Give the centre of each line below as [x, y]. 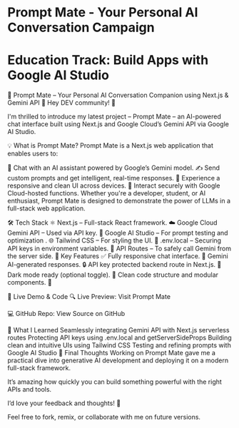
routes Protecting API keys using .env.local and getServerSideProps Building [119, 338]
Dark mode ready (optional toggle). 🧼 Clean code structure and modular [113, 275]
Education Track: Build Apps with [108, 60]
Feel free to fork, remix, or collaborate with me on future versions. [104, 417]
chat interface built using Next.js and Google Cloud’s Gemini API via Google [118, 124]
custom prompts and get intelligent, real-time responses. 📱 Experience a [114, 178]
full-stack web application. [46, 208]
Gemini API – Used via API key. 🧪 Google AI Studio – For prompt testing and [118, 233]
